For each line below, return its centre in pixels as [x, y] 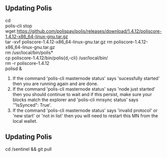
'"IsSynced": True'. [32, 105]
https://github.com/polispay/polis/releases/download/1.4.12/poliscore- [89, 31]
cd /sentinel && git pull [28, 149]
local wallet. [25, 121]
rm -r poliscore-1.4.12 [27, 63]
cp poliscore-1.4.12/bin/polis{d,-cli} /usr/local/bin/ [57, 58]
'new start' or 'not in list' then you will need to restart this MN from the [85, 116]
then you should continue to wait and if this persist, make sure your [82, 94]
